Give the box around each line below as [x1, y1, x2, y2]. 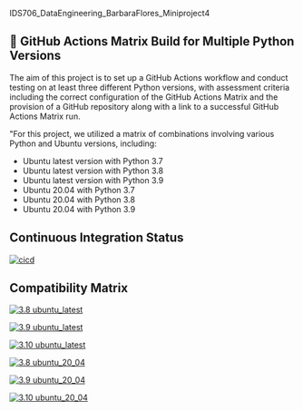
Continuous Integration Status [9, 230, 184, 246]
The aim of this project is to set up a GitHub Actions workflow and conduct [9, 72, 288, 83]
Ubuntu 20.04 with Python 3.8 [22, 194, 136, 205]
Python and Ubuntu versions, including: [9, 138, 157, 149]
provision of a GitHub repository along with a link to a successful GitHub [9, 101, 279, 112]
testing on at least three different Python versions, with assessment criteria [9, 82, 290, 93]
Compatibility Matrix [9, 280, 129, 296]
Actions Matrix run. [9, 111, 81, 122]
